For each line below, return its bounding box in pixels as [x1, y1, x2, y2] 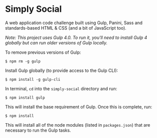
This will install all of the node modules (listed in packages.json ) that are [5, 122, 151, 128]
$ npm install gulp [5, 95, 45, 100]
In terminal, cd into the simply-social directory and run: [5, 85, 117, 92]
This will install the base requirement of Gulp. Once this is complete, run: [5, 103, 153, 109]
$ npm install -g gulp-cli [5, 77, 61, 82]
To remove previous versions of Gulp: [5, 49, 81, 55]
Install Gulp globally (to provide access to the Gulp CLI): [5, 68, 118, 73]
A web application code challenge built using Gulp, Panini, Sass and [5, 20, 143, 26]
